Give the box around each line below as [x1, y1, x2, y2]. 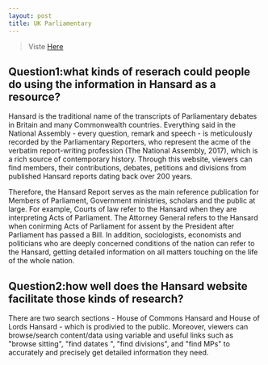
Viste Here [27, 41, 64, 51]
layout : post [8, 11, 52, 20]
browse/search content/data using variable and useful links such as [8, 330, 234, 340]
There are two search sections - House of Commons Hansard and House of [8, 313, 260, 323]
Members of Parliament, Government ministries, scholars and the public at [8, 195, 256, 206]
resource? [8, 90, 61, 103]
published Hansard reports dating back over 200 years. [8, 171, 193, 182]
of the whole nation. [8, 256, 75, 266]
